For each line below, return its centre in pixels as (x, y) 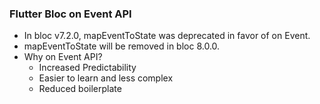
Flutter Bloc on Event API (70, 14)
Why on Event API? (63, 57)
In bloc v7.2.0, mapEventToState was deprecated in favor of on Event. (167, 36)
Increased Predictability (87, 68)
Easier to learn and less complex (106, 78)
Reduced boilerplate (80, 89)
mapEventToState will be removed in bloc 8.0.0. (122, 46)
